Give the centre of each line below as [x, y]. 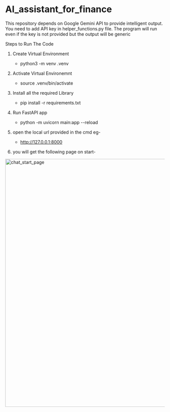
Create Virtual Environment [41, 54]
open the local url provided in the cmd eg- [57, 132]
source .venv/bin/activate [47, 83]
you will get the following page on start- [54, 152]
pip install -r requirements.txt [50, 103]
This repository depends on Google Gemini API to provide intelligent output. [84, 23]
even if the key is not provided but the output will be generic [68, 34]
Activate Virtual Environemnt [42, 73]
